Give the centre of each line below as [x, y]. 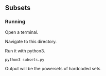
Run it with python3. [25, 51]
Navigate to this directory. [31, 41]
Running [15, 22]
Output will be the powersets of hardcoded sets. [53, 68]
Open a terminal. [22, 32]
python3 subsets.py [25, 60]
